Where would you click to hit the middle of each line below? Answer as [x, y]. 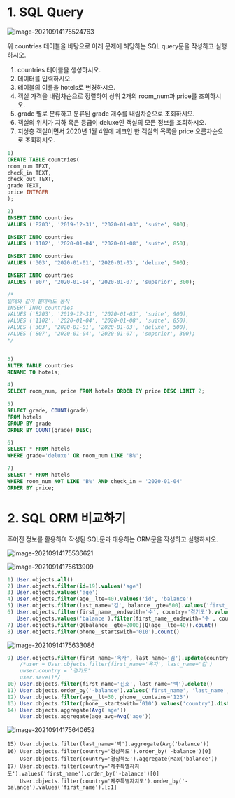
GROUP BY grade [29, 424]
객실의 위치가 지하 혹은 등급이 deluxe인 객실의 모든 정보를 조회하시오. [112, 122]
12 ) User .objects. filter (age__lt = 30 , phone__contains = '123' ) [98, 697]
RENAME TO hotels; [34, 372]
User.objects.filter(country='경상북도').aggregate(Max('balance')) [119, 759]
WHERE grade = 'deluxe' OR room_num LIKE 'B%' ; [74, 456]
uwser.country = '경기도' [55, 671]
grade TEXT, [24, 186]
